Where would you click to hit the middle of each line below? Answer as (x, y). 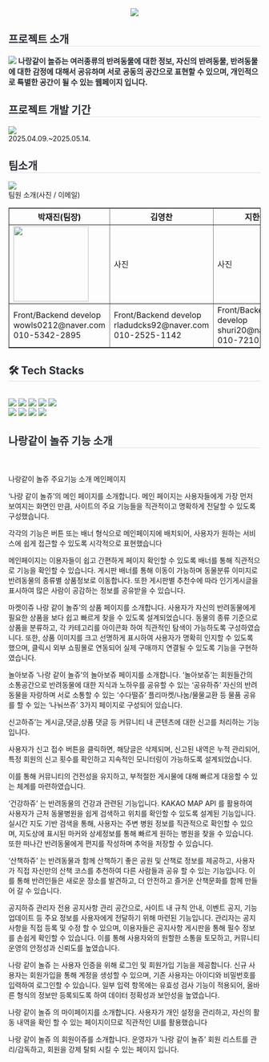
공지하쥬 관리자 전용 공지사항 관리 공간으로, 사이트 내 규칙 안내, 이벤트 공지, (125, 908)
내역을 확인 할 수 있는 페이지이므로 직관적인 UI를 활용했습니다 (112, 1023)
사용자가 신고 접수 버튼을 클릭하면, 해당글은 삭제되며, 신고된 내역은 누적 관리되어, (134, 750)
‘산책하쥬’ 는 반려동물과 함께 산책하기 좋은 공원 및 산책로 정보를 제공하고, (121, 861)
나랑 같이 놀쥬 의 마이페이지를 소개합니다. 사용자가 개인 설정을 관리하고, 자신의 (130, 1012)
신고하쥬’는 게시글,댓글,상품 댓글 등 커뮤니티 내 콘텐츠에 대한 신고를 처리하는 (127, 722)
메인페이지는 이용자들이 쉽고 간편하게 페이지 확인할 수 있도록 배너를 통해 (120, 561)
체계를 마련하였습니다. (51, 786)
